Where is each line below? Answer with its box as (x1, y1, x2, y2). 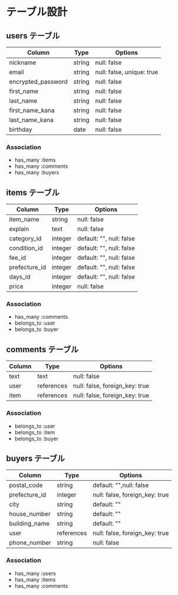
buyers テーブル (6, 453, 65, 463)
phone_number (9, 538, 51, 547)
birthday (9, 125, 32, 133)
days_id (9, 273, 31, 281)
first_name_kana (9, 107, 55, 114)
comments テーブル (6, 344, 79, 354)
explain (9, 225, 29, 233)
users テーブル (6, 31, 60, 41)
